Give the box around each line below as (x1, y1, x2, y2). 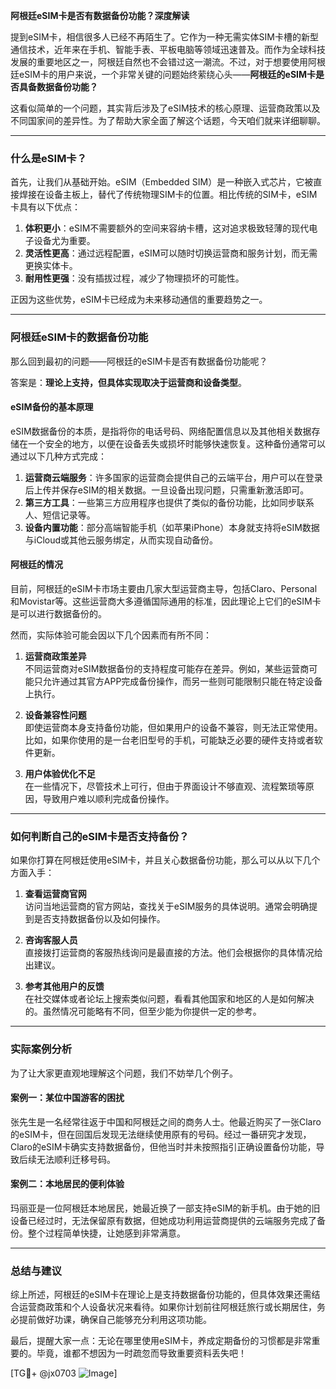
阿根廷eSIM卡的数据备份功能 (10, 330, 149, 344)
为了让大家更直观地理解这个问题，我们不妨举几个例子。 (10, 1067, 238, 1079)
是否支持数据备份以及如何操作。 (33, 913, 166, 925)
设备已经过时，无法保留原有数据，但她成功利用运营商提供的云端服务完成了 (10, 1215, 317, 1226)
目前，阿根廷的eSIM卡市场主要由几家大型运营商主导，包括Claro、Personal (10, 583, 318, 594)
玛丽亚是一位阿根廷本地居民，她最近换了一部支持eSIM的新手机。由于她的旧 (10, 1202, 321, 1214)
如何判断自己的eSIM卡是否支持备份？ (10, 829, 190, 843)
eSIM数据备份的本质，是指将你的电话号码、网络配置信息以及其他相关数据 (10, 425, 312, 437)
